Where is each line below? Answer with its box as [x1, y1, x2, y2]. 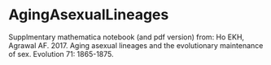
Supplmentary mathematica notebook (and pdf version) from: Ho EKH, [8, 32, 245, 42]
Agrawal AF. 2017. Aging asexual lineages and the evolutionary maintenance [8, 40, 264, 50]
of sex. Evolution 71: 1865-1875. [8, 49, 114, 59]
